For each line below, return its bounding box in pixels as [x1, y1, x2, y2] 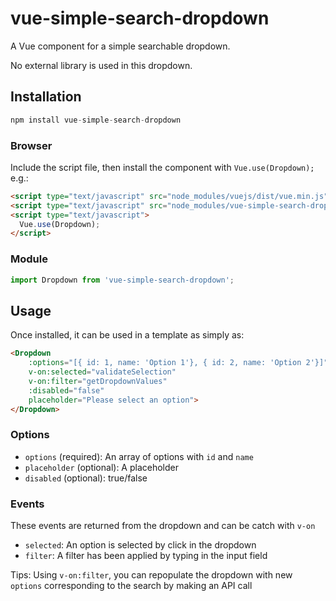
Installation [10, 88, 82, 106]
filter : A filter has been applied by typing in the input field [24, 550, 268, 561]
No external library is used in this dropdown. [10, 59, 193, 71]
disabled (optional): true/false [24, 472, 148, 484]
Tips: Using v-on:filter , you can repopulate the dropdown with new [10, 569, 293, 581]
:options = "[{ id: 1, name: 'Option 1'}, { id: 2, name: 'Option [28, 358, 302, 368]
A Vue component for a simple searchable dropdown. [10, 40, 231, 52]
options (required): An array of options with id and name [24, 450, 254, 462]
